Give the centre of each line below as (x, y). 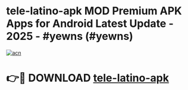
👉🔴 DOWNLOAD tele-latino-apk (88, 78)
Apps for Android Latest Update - (90, 24)
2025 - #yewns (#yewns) (70, 36)
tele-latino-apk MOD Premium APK (94, 11)
